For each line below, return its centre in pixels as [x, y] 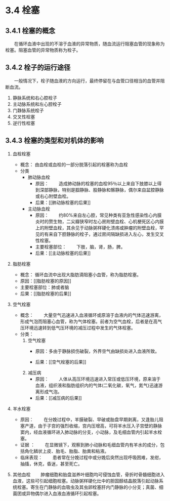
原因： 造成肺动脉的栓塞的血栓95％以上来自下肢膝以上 [96, 183]
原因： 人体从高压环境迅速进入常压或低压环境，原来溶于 [98, 379]
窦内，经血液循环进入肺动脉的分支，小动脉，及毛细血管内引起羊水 [89, 432]
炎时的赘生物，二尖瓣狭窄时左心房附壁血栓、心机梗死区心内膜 [100, 221]
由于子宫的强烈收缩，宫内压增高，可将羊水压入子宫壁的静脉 [100, 426]
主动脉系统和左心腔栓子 [37, 104]
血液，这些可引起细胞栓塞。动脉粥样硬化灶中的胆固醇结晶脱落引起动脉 [86, 481]
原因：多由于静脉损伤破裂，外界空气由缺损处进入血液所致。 [97, 351]
